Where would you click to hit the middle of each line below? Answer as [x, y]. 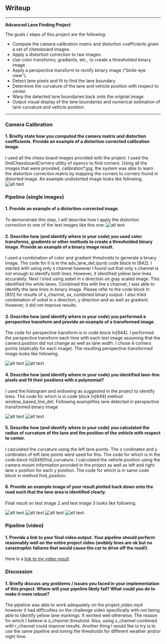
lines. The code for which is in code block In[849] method [64, 396]
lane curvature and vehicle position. [49, 107]
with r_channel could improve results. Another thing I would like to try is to [80, 626]
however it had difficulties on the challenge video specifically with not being [83, 610]
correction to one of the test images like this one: [55, 225]
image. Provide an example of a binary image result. [60, 247]
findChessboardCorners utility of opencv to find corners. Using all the [76, 163]
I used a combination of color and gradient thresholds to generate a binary [81, 258]
